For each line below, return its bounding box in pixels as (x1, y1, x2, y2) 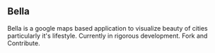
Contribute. (7, 38, 40, 47)
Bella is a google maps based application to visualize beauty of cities (7, 24, 208, 32)
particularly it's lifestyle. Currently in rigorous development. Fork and (7, 31, 208, 40)
